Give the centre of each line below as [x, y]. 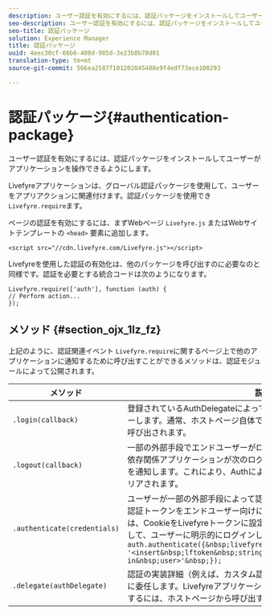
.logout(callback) [47, 465]
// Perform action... [45, 296]
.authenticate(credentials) [66, 528]
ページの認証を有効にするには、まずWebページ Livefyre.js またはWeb [126, 223]
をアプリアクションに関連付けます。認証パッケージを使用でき [110, 195]
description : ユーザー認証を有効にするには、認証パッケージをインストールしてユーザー [136, 16]
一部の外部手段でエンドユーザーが [192, 447]
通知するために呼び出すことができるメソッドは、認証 [152, 361]
